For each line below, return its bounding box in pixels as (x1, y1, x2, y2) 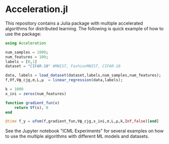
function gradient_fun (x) (5, 100, 60, 105)
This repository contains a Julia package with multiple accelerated (5, 20, 143, 26)
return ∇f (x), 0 (14, 105, 49, 110)
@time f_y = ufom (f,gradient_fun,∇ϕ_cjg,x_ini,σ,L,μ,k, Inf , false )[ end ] (5, 119, 159, 124)
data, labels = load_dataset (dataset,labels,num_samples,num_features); (5, 73, 161, 78)
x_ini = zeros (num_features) (5, 91, 67, 96)
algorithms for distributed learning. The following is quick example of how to (5, 25, 164, 31)
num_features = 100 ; (5, 54, 49, 59)
